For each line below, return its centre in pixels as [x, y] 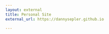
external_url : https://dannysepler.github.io [54, 19]
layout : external [24, 10]
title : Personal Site [28, 14]
